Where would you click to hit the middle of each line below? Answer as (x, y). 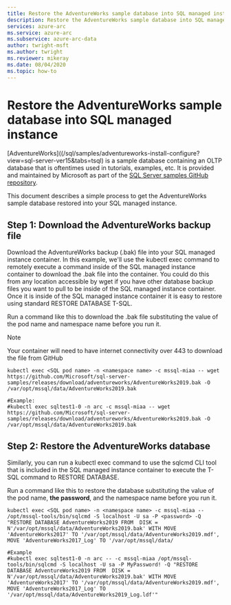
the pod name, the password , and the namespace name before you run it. (112, 498)
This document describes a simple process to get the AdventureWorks (107, 196)
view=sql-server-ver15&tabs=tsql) (56, 161)
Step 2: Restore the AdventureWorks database (109, 446)
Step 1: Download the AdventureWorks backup (109, 225)
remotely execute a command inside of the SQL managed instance (101, 267)
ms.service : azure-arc (40, 33)
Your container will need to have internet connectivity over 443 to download (115, 351)
